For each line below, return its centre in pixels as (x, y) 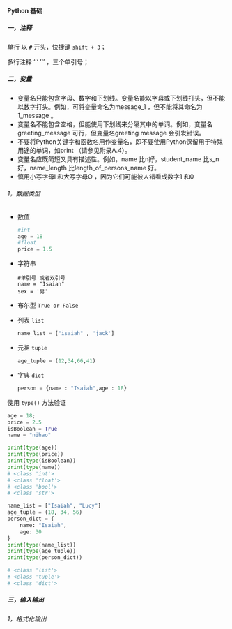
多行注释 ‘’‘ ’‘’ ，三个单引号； (48, 61)
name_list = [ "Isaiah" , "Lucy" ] (54, 506)
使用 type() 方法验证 (37, 402)
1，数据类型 (24, 194)
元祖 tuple (32, 348)
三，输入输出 (25, 600)
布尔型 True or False (48, 305)
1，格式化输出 (27, 619)
